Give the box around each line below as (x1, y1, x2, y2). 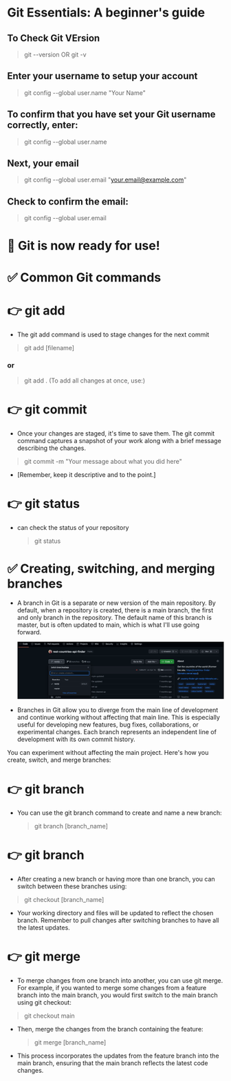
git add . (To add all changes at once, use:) (23, 376, 146, 385)
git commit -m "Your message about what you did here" (23, 457, 182, 465)
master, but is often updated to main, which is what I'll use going (16, 621, 200, 629)
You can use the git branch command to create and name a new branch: (16, 809, 222, 817)
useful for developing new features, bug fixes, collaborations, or (16, 720, 199, 729)
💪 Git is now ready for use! (7, 238, 160, 254)
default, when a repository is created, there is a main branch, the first (16, 606, 214, 614)
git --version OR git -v (23, 50, 87, 58)
